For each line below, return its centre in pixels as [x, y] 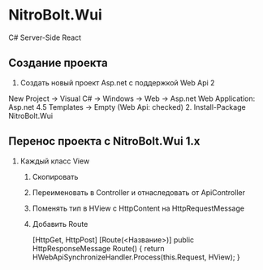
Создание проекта [58, 63]
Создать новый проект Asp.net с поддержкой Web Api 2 [117, 82]
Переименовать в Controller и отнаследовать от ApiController [139, 192]
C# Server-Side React [45, 37]
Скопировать [55, 176]
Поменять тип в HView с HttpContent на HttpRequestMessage [138, 208]
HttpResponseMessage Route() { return [98, 248]
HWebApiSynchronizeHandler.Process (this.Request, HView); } [136, 257]
